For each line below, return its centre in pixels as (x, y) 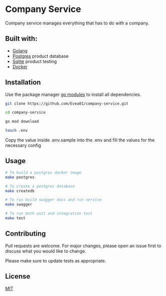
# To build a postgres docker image (43, 172)
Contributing (25, 234)
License (18, 276)
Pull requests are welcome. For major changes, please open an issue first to (83, 246)
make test (15, 218)
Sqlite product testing (34, 61)
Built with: (21, 39)
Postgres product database (40, 56)
